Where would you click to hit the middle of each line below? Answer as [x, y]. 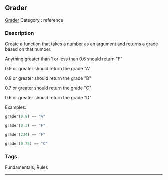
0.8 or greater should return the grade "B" [48, 78]
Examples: [16, 107]
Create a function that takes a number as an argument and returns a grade [82, 44]
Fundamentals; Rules [27, 167]
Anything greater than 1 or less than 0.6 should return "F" [64, 59]
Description [20, 33]
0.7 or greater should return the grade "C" [48, 88]
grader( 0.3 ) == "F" [25, 125]
